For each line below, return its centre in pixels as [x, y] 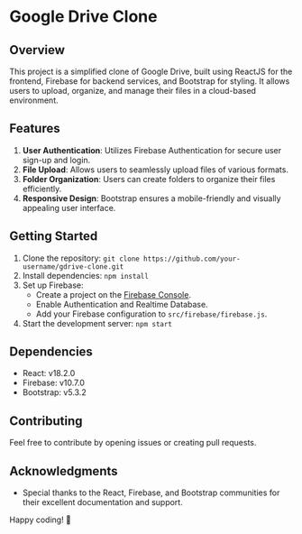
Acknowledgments [64, 471]
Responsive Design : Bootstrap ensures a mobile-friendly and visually [151, 198]
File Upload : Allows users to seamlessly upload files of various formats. [155, 170]
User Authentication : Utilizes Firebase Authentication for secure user [152, 150]
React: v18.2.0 [49, 373]
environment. [34, 100]
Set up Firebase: [53, 285]
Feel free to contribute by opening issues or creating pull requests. [133, 443]
